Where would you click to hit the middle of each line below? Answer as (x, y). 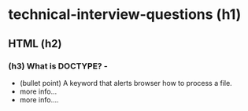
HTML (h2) (35, 44)
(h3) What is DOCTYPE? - (58, 66)
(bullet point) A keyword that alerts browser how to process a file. (126, 83)
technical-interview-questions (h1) (125, 15)
